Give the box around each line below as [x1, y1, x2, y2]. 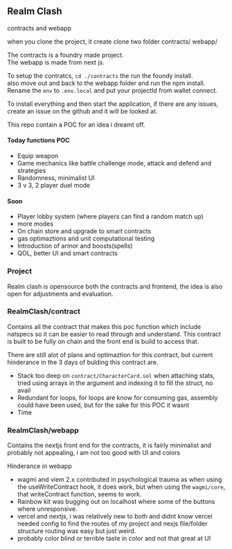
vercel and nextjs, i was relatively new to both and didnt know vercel [17, 512, 213, 521]
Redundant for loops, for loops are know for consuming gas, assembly [17, 393, 218, 402]
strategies [17, 166, 46, 175]
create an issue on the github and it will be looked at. [7, 107, 158, 115]
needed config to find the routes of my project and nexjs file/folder [17, 519, 208, 528]
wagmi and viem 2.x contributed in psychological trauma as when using [17, 476, 222, 484]
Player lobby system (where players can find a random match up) [17, 213, 204, 221]
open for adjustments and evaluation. [7, 289, 114, 298]
